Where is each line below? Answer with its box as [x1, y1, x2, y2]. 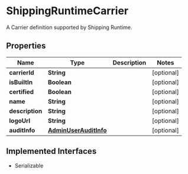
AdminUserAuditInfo [47, 126, 108, 134]
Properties [6, 41, 46, 51]
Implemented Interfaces [6, 146, 97, 156]
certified [9, 88, 34, 96]
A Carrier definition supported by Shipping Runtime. [6, 24, 132, 31]
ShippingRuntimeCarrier [6, 4, 129, 18]
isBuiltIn [9, 78, 33, 86]
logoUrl [9, 117, 31, 125]
